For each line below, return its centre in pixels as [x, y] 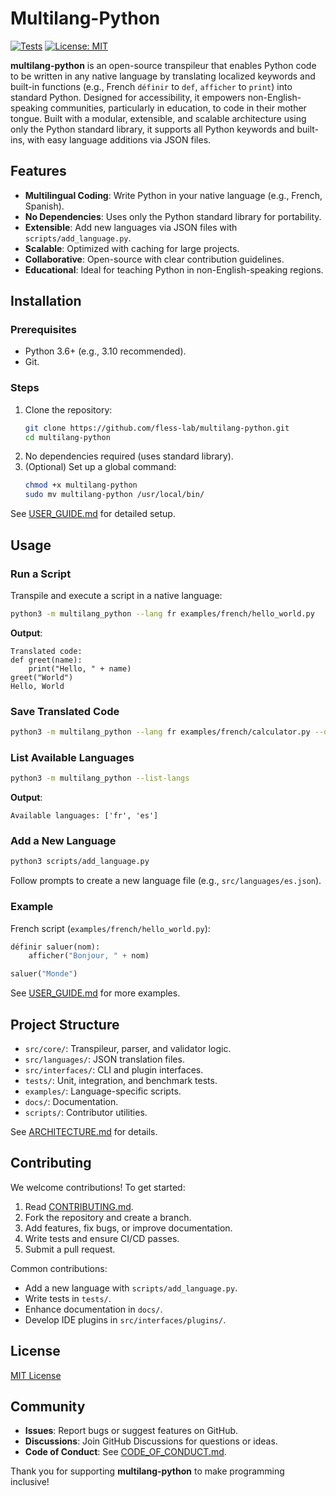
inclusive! [30, 1482]
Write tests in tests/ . [68, 1298]
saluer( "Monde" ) [44, 974]
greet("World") [42, 677]
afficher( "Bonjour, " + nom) [89, 956]
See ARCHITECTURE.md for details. [84, 1132]
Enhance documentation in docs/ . [93, 1309]
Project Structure [65, 1024]
